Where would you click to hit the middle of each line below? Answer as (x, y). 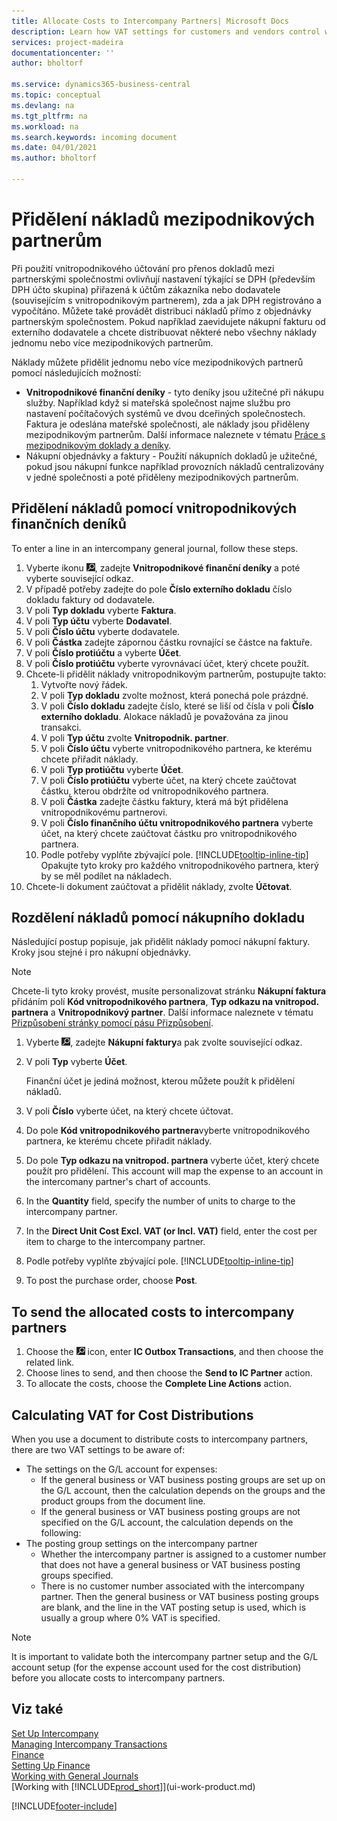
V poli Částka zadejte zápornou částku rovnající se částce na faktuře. (169, 642)
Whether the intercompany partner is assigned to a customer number (183, 1554)
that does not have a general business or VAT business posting (170, 1565)
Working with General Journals (75, 1776)
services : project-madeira (67, 42)
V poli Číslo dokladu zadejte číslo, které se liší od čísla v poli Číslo (177, 706)
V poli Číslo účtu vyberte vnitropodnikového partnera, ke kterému (176, 748)
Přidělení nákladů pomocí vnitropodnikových (154, 508)
